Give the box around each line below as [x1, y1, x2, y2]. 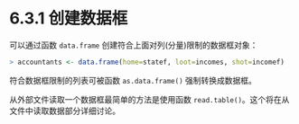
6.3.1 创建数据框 [9, 8, 128, 29]
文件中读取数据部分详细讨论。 [9, 105, 120, 116]
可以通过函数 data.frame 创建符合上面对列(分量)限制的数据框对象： [9, 40, 258, 50]
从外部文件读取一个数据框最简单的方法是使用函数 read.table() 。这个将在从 [9, 93, 290, 104]
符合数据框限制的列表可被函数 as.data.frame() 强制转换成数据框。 [9, 75, 257, 85]
